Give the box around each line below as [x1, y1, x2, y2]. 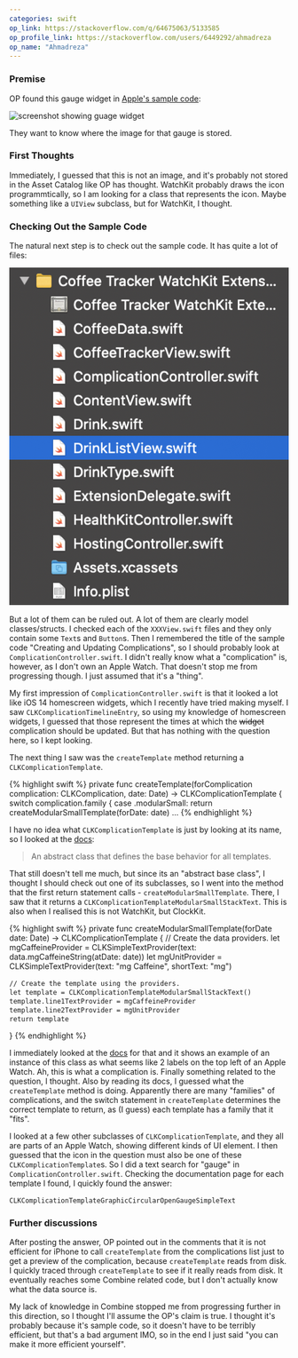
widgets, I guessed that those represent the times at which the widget [9, 716, 264, 727]
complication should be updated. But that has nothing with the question [9, 725, 271, 736]
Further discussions [9, 1217, 98, 1229]
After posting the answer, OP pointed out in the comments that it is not [9, 1236, 266, 1247]
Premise [9, 73, 46, 85]
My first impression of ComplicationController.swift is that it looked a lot [9, 687, 278, 698]
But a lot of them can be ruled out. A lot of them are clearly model [9, 614, 249, 624]
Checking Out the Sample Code [9, 220, 148, 233]
